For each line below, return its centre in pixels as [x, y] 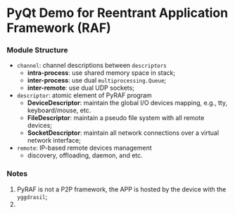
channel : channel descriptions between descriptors [91, 66]
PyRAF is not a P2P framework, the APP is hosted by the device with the [121, 189]
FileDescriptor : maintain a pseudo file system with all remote [116, 118]
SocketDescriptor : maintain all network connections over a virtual [123, 133]
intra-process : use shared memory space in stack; [101, 73]
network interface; [54, 141]
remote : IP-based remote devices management [84, 148]
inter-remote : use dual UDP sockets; [81, 88]
